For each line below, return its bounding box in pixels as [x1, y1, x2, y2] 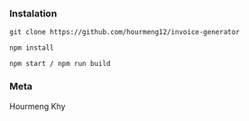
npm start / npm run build [9, 60, 111, 69]
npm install [9, 43, 54, 52]
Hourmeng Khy [9, 100, 66, 111]
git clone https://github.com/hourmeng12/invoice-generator [9, 28, 241, 37]
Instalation [9, 7, 58, 20]
